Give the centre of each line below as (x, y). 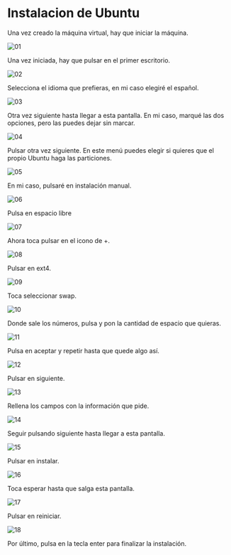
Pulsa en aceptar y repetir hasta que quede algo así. (83, 350)
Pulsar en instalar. (33, 460)
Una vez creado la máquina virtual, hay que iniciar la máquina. (98, 33)
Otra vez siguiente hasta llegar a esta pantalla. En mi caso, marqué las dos (116, 115)
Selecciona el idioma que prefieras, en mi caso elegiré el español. (103, 87)
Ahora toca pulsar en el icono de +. (59, 240)
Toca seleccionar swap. (42, 296)
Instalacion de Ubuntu (74, 13)
